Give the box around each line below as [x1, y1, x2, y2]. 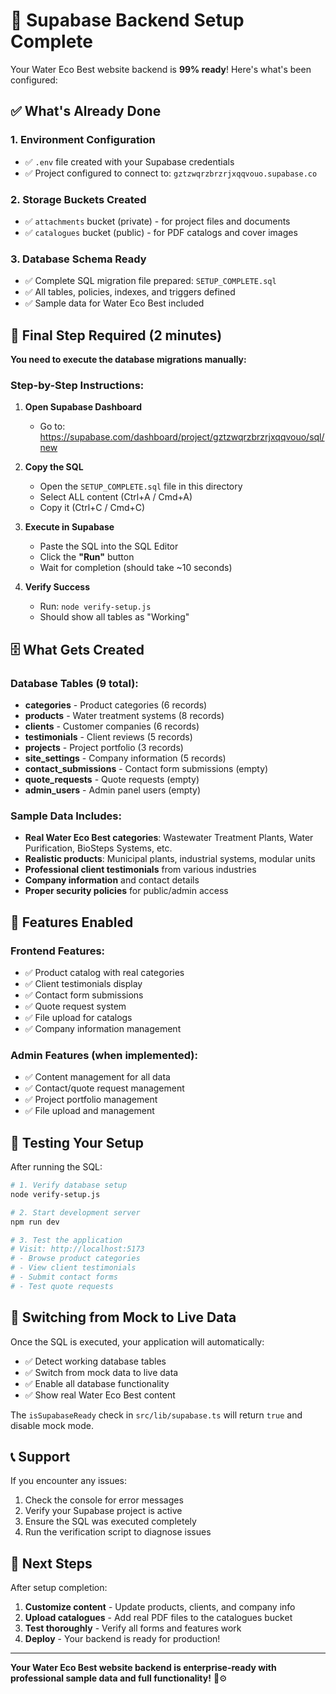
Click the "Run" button [39, 551, 135, 563]
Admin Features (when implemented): [10, 1048, 198, 1062]
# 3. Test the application [10, 1235, 123, 1245]
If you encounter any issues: [10, 1475, 128, 1487]
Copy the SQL [24, 461, 84, 473]
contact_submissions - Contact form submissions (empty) [24, 763, 269, 775]
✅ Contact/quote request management [24, 1082, 185, 1094]
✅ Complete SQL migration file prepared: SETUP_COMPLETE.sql [24, 275, 277, 287]
